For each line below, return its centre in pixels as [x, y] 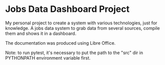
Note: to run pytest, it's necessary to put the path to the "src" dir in [74, 53]
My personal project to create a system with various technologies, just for [81, 23]
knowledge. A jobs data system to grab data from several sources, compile [83, 28]
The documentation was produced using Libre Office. [60, 43]
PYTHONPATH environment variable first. [48, 58]
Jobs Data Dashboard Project [67, 9]
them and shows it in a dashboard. [41, 33]
